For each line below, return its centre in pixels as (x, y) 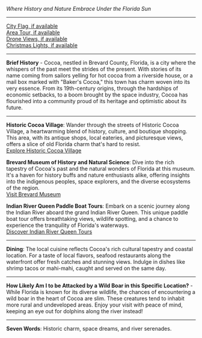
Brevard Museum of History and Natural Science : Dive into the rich (90, 162)
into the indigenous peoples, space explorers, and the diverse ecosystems (98, 181)
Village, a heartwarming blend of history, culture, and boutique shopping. (97, 131)
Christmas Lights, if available (42, 45)
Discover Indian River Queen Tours (49, 231)
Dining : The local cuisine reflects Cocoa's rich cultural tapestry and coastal (100, 249)
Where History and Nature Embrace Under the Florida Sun (79, 9)
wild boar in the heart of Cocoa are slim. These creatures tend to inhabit (95, 298)
